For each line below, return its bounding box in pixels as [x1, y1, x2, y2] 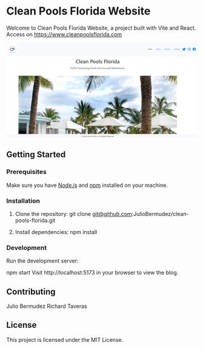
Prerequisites [6, 168, 47, 176]
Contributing [6, 286, 56, 297]
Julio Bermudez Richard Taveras [6, 302, 87, 310]
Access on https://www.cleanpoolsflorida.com [6, 30, 122, 38]
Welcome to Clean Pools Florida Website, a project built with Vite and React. [6, 24, 196, 31]
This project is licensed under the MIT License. [6, 336, 124, 343]
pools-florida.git [15, 217, 56, 224]
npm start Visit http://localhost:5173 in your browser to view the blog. [6, 269, 179, 276]
